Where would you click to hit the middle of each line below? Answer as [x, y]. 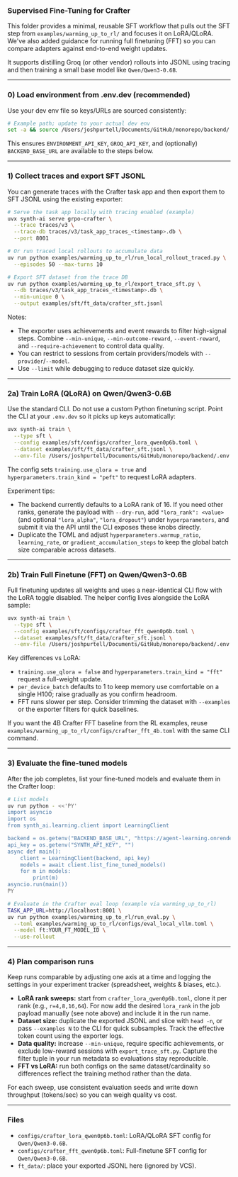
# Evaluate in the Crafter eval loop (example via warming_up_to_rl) [112, 904]
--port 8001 [32, 239]
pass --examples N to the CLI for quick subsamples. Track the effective [121, 1028]
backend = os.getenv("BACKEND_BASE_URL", [69, 839]
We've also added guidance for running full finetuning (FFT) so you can [112, 41]
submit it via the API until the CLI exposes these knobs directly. [109, 527]
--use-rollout [34, 937]
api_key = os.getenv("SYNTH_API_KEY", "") [71, 845]
